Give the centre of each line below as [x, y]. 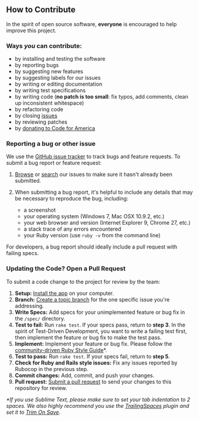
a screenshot [40, 210]
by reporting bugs [37, 65]
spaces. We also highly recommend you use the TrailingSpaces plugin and [98, 406]
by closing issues [36, 116]
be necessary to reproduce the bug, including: [72, 199]
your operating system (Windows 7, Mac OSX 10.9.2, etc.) [94, 216]
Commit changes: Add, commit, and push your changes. [84, 375]
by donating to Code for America [55, 128]
